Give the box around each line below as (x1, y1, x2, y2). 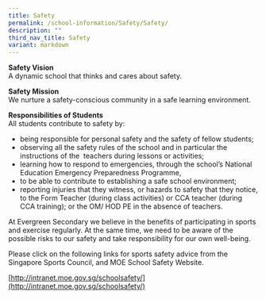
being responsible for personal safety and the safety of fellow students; (19, 134, 254, 144)
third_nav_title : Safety (8, 33, 91, 42)
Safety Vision (8, 63, 54, 72)
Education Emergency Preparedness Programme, (19, 168, 182, 178)
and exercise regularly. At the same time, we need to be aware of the (8, 225, 233, 235)
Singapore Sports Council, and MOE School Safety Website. (8, 258, 204, 267)
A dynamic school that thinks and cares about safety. (8, 71, 183, 81)
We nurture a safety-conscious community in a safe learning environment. (8, 95, 252, 105)
